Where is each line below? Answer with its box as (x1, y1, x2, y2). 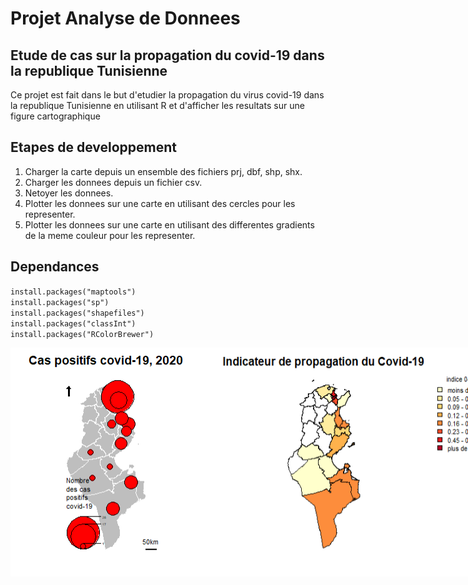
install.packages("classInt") (10, 318, 137, 329)
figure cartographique (10, 110, 101, 122)
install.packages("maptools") (10, 287, 137, 297)
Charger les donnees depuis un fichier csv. (24, 176, 203, 188)
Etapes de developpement (10, 139, 178, 156)
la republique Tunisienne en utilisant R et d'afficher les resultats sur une (10, 100, 305, 111)
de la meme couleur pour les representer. (24, 229, 196, 241)
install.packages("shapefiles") (10, 308, 145, 318)
